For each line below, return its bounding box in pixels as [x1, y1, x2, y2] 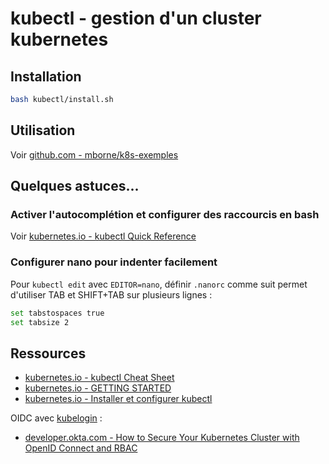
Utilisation [10, 122, 76, 139]
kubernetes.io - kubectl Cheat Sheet [24, 372, 175, 384]
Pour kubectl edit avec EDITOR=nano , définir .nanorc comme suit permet [10, 278, 308, 290]
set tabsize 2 [10, 317, 70, 327]
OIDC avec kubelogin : [10, 412, 103, 424]
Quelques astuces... [10, 178, 140, 195]
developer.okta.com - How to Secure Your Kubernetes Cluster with [24, 432, 300, 444]
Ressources [10, 345, 87, 362]
